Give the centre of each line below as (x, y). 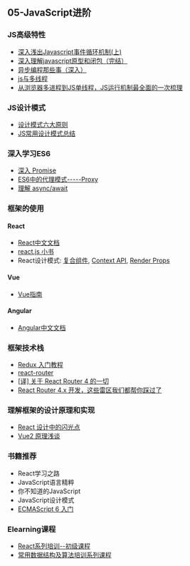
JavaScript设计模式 (46, 500)
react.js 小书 (36, 252)
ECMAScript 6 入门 (46, 509)
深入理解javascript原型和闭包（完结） (73, 61)
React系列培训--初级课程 (54, 546)
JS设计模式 (27, 108)
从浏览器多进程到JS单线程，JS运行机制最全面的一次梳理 (100, 87)
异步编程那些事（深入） (52, 69)
